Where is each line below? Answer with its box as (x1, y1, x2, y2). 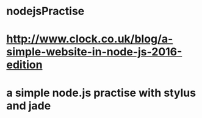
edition (6, 58, 43, 72)
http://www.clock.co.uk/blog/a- (6, 32, 173, 46)
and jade (6, 99, 51, 113)
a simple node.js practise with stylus (6, 86, 197, 100)
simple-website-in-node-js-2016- (6, 45, 182, 59)
